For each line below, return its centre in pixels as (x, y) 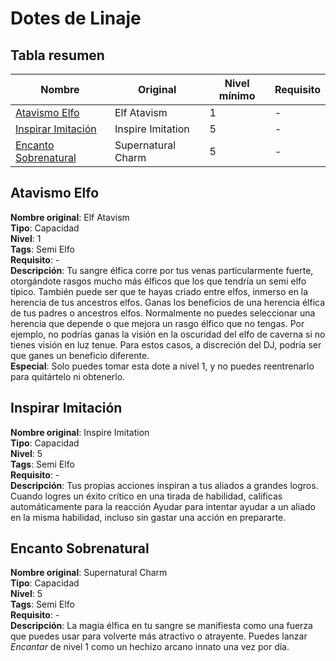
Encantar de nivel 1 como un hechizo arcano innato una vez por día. (150, 647)
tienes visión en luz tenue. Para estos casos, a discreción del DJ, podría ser (166, 344)
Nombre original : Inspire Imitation (80, 432)
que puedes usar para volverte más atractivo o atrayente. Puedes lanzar (159, 636)
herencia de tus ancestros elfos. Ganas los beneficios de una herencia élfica (168, 302)
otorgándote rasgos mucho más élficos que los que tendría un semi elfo (158, 281)
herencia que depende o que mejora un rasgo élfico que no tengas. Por (157, 323)
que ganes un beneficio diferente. (80, 355)
